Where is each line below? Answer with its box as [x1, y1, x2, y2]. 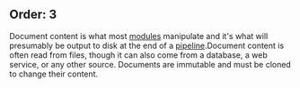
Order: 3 [9, 7, 57, 22]
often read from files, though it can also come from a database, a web [9, 49, 268, 60]
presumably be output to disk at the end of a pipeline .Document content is [9, 40, 285, 51]
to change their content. [9, 68, 99, 79]
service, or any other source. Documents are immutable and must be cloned [9, 59, 292, 69]
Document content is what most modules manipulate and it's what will [9, 30, 269, 41]
